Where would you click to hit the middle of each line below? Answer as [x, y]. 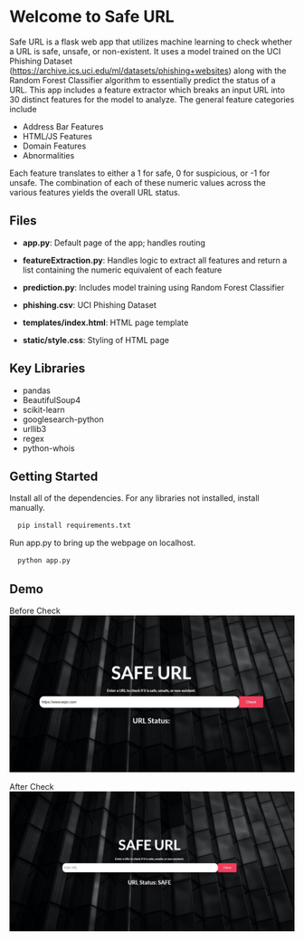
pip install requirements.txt [74, 526]
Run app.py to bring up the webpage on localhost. [103, 543]
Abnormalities [48, 155]
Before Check [35, 610]
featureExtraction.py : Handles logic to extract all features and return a [155, 260]
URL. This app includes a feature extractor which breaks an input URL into [147, 90]
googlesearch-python [63, 419]
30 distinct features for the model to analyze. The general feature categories [152, 99]
